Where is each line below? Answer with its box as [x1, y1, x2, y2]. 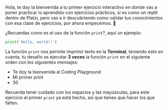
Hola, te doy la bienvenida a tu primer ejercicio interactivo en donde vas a [5, 4, 157, 10]
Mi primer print [12, 74, 44, 80]
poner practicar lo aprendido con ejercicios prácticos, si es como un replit [5, 9, 158, 15]
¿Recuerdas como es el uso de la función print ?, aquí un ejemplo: [5, 30, 142, 35]
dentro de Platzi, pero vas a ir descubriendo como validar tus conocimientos [5, 15, 163, 20]
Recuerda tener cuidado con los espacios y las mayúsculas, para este [5, 89, 149, 95]
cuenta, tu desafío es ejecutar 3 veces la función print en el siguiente [5, 53, 150, 59]
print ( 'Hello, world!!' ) [5, 39, 57, 44]
